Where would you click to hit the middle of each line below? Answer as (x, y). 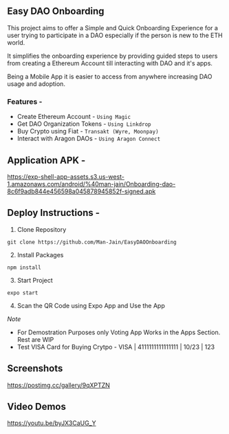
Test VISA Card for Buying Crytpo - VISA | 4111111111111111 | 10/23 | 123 (116, 347)
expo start (23, 293)
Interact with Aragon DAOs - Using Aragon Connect (89, 139)
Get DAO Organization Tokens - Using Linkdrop (84, 124)
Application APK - (46, 160)
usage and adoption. (36, 84)
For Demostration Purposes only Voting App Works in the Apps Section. (119, 332)
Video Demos (37, 406)
